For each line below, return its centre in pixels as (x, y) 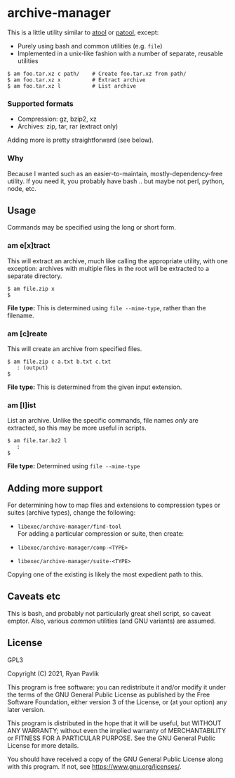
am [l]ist (22, 405)
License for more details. (43, 745)
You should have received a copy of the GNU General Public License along (115, 759)
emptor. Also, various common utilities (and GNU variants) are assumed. (112, 621)
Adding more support (55, 488)
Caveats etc (34, 596)
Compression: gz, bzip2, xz (57, 119)
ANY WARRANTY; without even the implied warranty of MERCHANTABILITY (117, 730)
